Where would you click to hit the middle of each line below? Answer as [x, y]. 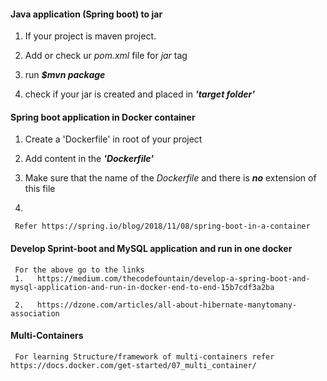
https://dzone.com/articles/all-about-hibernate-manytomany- [167, 305]
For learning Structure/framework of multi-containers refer [144, 356]
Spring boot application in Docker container [103, 117]
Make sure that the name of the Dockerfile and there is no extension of [170, 178]
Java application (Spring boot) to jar [86, 14]
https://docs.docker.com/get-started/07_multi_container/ [133, 365]
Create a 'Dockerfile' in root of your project [113, 139]
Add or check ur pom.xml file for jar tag [106, 56]
